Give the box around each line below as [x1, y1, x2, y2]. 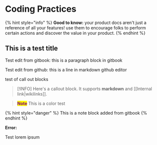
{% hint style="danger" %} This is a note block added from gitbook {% [5, 110, 147, 116]
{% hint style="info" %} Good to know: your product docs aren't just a [5, 20, 147, 25]
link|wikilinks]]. [17, 91, 47, 97]
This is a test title [5, 44, 58, 52]
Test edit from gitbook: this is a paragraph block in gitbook [5, 57, 123, 63]
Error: [5, 124, 17, 130]
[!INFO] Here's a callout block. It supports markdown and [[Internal [17, 86, 152, 92]
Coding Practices [5, 3, 77, 15]
